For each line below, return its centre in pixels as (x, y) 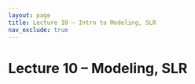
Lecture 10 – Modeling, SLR (98, 68)
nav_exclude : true (38, 30)
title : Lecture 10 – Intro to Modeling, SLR (82, 23)
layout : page (29, 15)
